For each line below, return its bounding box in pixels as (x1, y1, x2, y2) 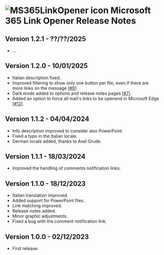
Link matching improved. (12, 203, 62, 209)
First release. (12, 246, 39, 252)
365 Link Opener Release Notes (5, 15, 136, 26)
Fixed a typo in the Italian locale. (12, 133, 78, 139)
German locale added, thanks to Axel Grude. (12, 138, 102, 144)
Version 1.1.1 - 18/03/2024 (5, 152, 86, 161)
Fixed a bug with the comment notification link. (12, 218, 107, 224)
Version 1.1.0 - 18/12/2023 (5, 179, 86, 188)
